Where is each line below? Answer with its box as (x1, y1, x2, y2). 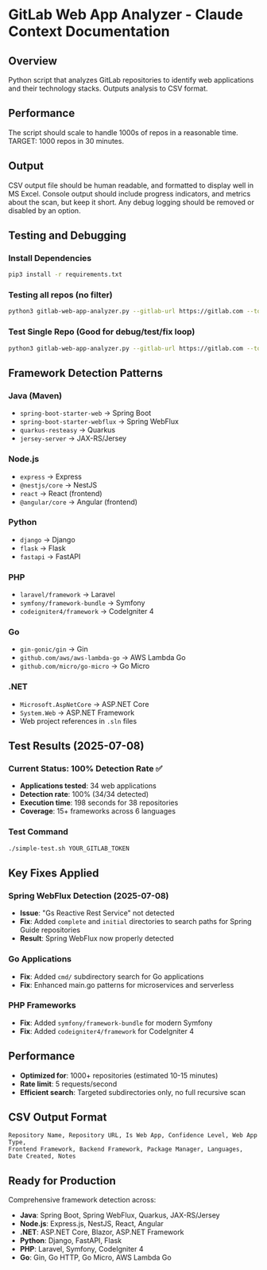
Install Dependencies (8, 252, 92, 263)
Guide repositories (19, 925, 81, 935)
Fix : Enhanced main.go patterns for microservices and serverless (19, 980, 234, 989)
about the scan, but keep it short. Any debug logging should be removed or (8, 197, 255, 207)
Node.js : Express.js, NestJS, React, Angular (19, 1219, 164, 1229)
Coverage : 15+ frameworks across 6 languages (19, 806, 176, 816)
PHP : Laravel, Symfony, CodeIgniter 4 (19, 1245, 144, 1254)
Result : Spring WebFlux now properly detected (19, 934, 175, 943)
